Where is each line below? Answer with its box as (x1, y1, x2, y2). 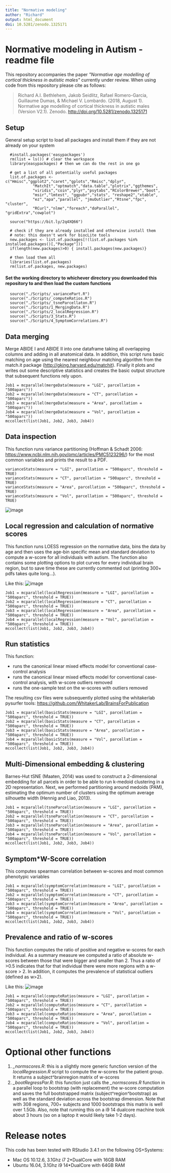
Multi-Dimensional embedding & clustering (5, 760, 145, 768)
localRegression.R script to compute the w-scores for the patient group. (12, 1068, 164, 1074)
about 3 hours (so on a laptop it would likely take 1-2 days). (12, 1112, 136, 1118)
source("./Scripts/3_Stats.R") (10, 314, 76, 319)
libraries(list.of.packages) (10, 260, 72, 265)
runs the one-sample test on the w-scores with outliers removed (12, 685, 148, 691)
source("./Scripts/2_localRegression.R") (10, 310, 99, 315)
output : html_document (5, 17, 53, 22)
